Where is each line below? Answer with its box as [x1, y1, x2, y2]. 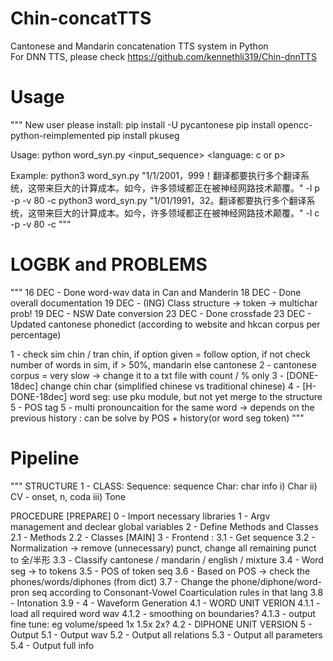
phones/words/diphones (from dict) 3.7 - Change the [10, 575, 229, 587]
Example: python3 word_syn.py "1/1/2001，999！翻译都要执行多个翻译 [10, 169, 301, 181]
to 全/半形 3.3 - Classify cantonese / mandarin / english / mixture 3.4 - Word [10, 553, 324, 566]
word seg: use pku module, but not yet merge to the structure [69, 390, 323, 402]
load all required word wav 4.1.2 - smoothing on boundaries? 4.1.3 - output [10, 607, 316, 619]
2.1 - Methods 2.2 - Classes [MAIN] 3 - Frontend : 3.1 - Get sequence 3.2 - [10, 531, 316, 543]
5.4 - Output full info [10, 639, 95, 651]
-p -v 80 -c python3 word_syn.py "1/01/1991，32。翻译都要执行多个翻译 [10, 194, 307, 206]
